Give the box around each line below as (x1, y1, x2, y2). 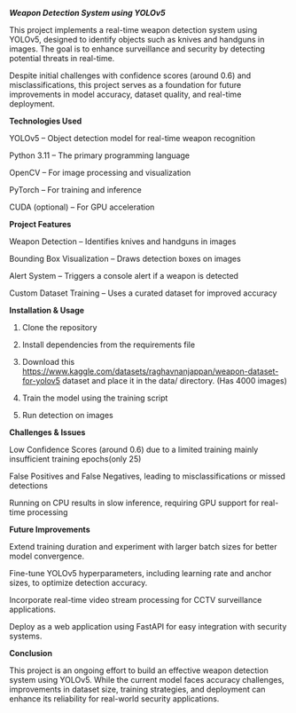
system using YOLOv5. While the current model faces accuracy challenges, (9, 675, 285, 685)
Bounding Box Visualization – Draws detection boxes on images (9, 253, 241, 264)
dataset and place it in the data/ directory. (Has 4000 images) (61, 376, 288, 385)
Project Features (9, 219, 72, 229)
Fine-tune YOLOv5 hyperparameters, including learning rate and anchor (9, 568, 272, 578)
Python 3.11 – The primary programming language (9, 150, 191, 161)
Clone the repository (21, 322, 97, 332)
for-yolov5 (21, 376, 60, 385)
